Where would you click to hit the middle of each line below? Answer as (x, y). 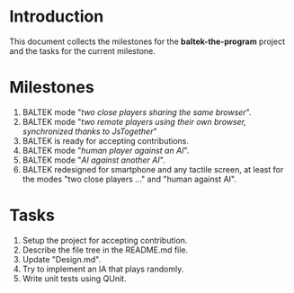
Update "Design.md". (62, 259)
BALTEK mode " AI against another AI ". (94, 160)
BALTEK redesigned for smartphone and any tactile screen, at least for (153, 169)
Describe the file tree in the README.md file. (105, 250)
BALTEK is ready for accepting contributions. (106, 140)
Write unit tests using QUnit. (74, 278)
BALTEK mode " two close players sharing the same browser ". (137, 112)
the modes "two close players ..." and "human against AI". (129, 179)
